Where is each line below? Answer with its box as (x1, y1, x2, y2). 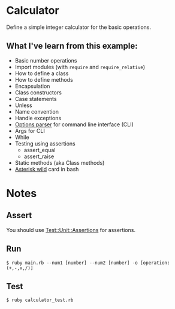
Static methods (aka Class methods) (14, 159, 105, 166)
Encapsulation (14, 82, 50, 90)
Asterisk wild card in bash (14, 165, 79, 173)
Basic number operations (14, 57, 77, 64)
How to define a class (14, 70, 69, 77)
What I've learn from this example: (6, 41, 138, 51)
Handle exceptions (14, 114, 62, 121)
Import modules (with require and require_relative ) (14, 63, 146, 70)
